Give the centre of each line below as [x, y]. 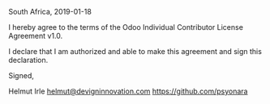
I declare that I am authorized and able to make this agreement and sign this [135, 51]
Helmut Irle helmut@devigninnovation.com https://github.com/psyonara [128, 91]
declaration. [28, 60]
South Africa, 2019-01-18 [50, 12]
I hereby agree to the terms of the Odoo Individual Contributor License [126, 27]
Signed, [21, 75]
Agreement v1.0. [36, 36]
